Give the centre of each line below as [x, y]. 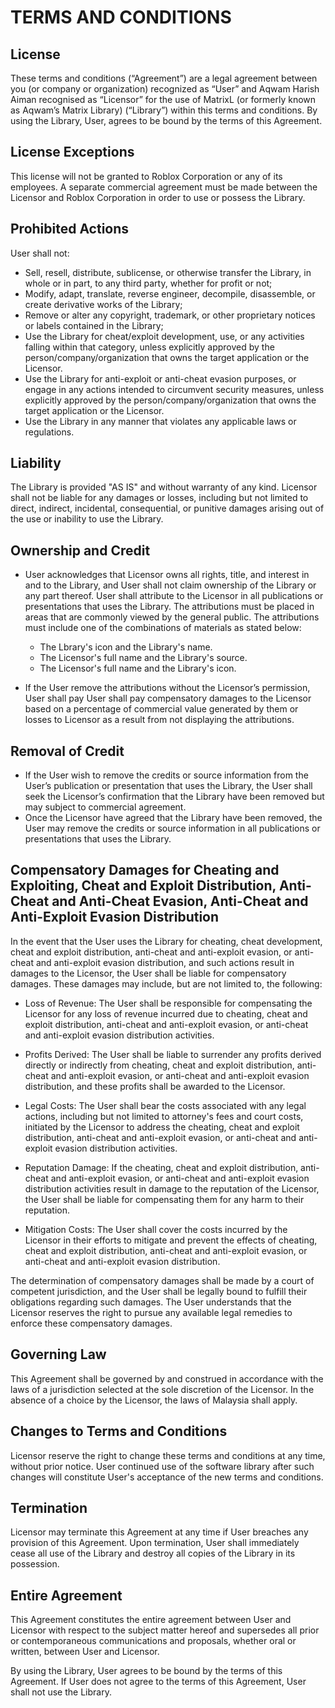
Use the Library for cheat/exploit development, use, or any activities [164, 336]
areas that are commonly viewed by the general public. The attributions [172, 617]
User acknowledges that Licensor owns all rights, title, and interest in [167, 575]
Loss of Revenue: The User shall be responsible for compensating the [168, 1003]
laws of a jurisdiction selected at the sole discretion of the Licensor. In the [162, 1389]
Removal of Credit [67, 751]
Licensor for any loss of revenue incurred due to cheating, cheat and [166, 1013]
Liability [36, 463]
